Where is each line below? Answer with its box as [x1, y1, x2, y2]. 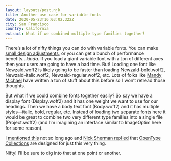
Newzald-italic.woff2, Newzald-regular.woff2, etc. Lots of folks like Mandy [5, 72, 162, 78]
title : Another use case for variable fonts [5, 12, 102, 17]
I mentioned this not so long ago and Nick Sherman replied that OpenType [5, 135, 161, 141]
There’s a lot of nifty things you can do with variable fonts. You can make [5, 45, 158, 51]
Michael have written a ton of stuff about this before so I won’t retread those [5, 77, 166, 83]
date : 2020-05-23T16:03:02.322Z [5, 17, 74, 22]
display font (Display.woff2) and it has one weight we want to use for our [5, 98, 158, 104]
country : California [5, 26, 50, 31]
